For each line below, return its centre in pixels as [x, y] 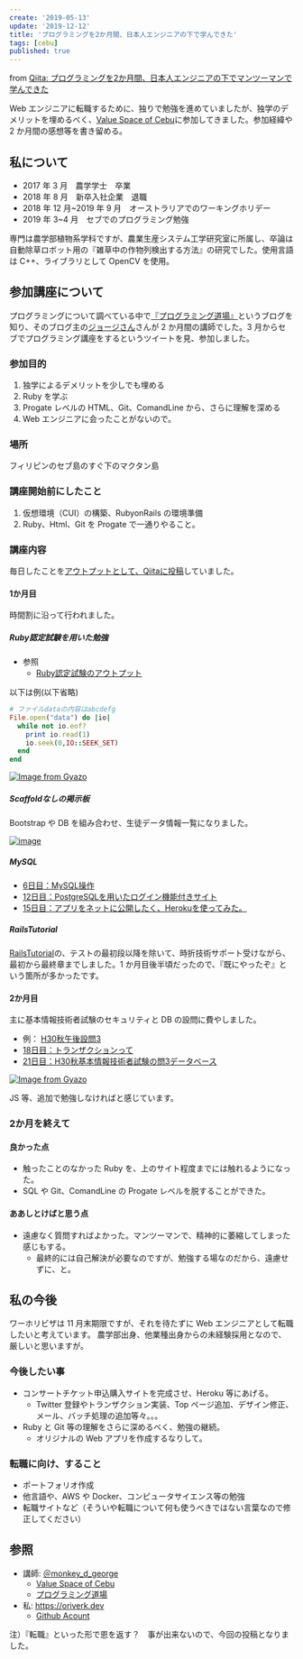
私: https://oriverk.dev [63, 1605]
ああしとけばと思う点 [49, 1214]
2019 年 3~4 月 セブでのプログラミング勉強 [106, 219]
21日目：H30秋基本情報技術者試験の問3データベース [119, 1061]
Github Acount [63, 1616]
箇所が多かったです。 [64, 976]
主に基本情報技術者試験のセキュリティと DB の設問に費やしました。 [135, 1020]
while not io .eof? [52, 726]
